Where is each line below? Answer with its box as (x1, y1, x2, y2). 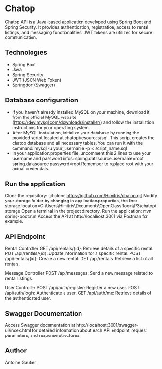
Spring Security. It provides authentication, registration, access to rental (5, 24, 149, 30)
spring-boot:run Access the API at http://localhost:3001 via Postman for (5, 213, 148, 219)
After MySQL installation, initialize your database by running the (12, 130, 140, 135)
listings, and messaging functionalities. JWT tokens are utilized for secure (5, 29, 153, 35)
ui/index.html (5, 327, 31, 333)
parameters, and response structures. (5, 333, 81, 338)
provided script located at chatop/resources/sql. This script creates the (12, 134, 155, 141)
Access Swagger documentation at (5, 322, 75, 328)
